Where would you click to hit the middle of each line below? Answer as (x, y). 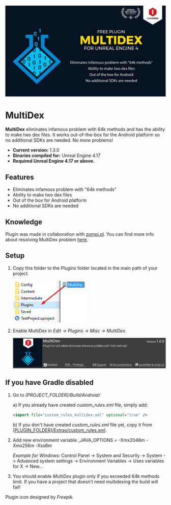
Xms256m (23, 445)
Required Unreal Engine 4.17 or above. (54, 161)
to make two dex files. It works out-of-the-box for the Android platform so (83, 135)
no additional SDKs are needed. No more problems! (59, 140)
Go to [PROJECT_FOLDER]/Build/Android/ (56, 395)
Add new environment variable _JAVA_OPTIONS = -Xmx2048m (79, 440)
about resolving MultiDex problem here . (47, 240)
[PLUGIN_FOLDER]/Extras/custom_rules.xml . (60, 430)
